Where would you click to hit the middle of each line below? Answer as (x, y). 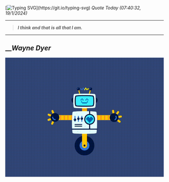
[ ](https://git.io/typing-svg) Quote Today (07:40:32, (73, 8)
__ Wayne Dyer (28, 48)
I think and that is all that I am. (50, 27)
